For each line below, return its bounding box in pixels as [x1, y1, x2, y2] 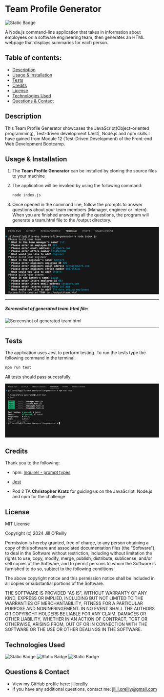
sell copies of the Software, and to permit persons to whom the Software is [5, 561, 156, 567]
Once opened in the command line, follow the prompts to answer [12, 202, 143, 208]
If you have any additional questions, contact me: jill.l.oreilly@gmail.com [12, 686, 157, 692]
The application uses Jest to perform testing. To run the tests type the [5, 349, 146, 356]
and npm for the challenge [12, 494, 65, 500]
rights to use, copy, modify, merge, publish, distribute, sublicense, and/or [5, 555, 152, 561]
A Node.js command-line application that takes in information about [5, 29, 141, 35]
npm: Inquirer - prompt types [12, 469, 71, 476]
